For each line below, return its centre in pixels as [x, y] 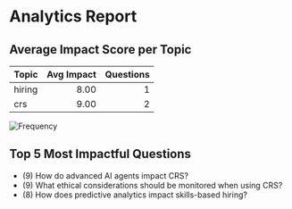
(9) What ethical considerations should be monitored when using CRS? [152, 185]
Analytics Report [73, 17]
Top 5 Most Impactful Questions [100, 154]
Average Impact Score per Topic [100, 50]
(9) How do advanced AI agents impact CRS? [105, 175]
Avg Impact [71, 75]
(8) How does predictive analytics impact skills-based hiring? [135, 195]
